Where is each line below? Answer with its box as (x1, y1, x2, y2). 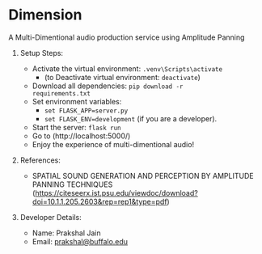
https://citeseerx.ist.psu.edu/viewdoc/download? (35, 188, 198, 197)
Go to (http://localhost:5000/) (32, 131, 131, 141)
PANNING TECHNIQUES (32, 180, 113, 189)
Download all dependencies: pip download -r (32, 81, 184, 91)
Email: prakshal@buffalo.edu (32, 236, 128, 246)
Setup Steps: (19, 48, 63, 57)
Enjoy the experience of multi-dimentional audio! (32, 139, 195, 149)
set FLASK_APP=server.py (44, 107, 129, 115)
